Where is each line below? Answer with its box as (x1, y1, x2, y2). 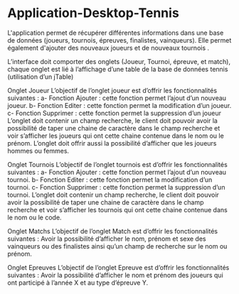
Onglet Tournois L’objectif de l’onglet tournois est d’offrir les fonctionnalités (7, 160, 228, 168)
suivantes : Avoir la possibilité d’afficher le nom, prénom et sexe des (7, 234, 206, 243)
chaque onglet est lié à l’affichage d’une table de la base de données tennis (7, 65, 228, 73)
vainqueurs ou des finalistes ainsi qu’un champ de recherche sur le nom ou (7, 241, 228, 250)
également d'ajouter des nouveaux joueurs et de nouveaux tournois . (7, 43, 210, 52)
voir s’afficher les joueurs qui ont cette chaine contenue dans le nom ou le (7, 131, 224, 140)
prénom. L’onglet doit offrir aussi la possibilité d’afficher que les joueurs (7, 138, 217, 147)
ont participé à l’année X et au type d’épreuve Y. (7, 278, 148, 287)
